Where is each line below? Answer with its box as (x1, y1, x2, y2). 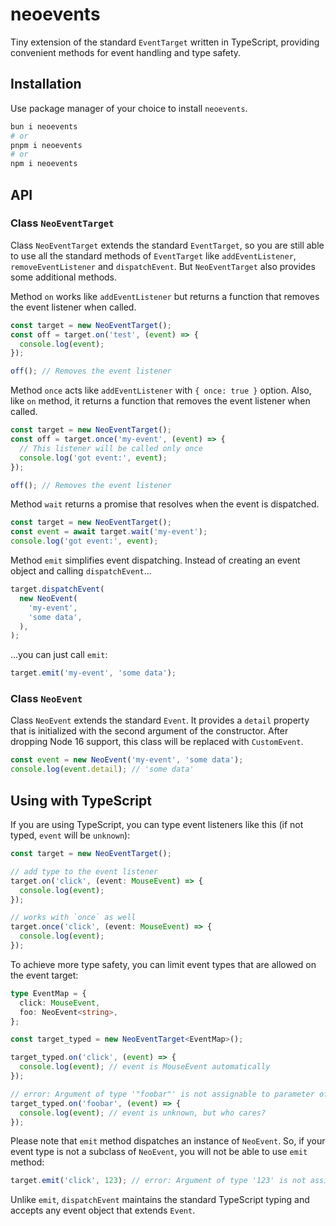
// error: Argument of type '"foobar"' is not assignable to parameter (10, 1089, 315, 1099)
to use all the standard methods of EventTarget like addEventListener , (10, 249, 297, 262)
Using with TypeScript (10, 792, 152, 809)
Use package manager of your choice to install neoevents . (10, 102, 248, 114)
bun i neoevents (10, 121, 78, 132)
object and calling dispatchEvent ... (10, 565, 152, 577)
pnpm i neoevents (10, 140, 83, 150)
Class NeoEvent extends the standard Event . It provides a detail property (10, 714, 310, 727)
